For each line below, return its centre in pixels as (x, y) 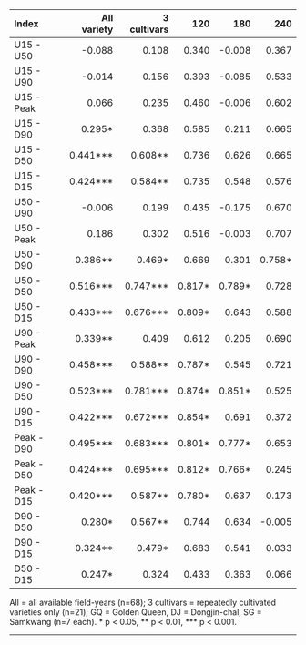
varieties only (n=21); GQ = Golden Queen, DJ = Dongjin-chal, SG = (136, 612)
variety (97, 29)
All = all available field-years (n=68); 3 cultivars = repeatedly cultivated (143, 602)
